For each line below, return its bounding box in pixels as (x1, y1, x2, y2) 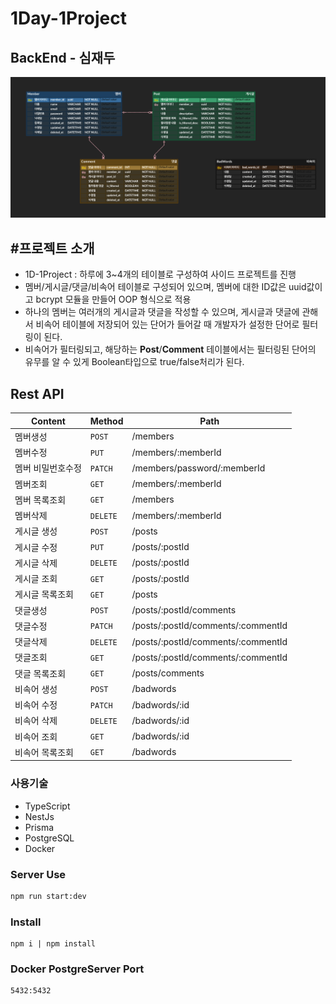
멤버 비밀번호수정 (14, 462, 82, 474)
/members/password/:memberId (131, 462, 266, 474)
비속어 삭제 (14, 715, 58, 727)
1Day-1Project (10, 7, 128, 30)
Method (89, 415, 124, 427)
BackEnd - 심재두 (10, 49, 116, 66)
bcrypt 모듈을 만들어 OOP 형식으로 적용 (35, 293, 192, 306)
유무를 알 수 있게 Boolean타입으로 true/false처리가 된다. (24, 356, 245, 368)
